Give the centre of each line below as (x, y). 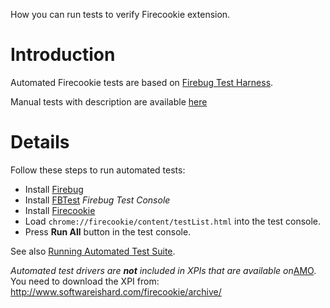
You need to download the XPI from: (85, 281)
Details (40, 142)
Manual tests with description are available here (109, 101)
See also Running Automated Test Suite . (93, 251)
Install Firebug (54, 189)
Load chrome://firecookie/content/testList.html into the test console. (173, 221)
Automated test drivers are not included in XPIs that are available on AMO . (163, 270)
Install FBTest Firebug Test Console (97, 200)
